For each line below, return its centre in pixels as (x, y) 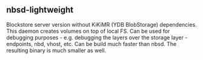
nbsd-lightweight (40, 10)
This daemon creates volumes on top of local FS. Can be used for (88, 31)
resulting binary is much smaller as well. (56, 50)
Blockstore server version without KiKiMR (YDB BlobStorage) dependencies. (101, 24)
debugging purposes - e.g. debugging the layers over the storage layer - (97, 37)
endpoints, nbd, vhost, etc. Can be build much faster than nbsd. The (92, 44)
